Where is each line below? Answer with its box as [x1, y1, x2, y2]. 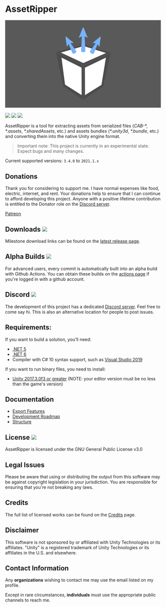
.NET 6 [12, 351, 27, 357]
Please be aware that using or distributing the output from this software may [5, 473, 161, 479]
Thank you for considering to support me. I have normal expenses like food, [5, 186, 160, 191]
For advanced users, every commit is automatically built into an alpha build [5, 266, 158, 272]
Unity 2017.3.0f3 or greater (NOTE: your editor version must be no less [12, 375, 156, 381]
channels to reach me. [5, 597, 51, 603]
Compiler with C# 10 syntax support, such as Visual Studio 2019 [12, 356, 143, 362]
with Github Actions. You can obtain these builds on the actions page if [5, 271, 150, 277]
